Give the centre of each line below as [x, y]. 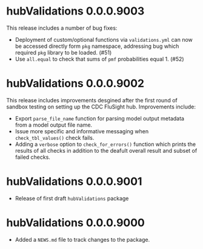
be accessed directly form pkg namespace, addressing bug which [97, 46]
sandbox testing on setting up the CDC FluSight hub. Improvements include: [101, 107]
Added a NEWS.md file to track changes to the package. [82, 239]
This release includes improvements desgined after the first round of [92, 100]
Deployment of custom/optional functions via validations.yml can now [104, 39]
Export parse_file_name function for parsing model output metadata [100, 118]
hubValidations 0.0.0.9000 [76, 223]
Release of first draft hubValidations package [72, 198]
